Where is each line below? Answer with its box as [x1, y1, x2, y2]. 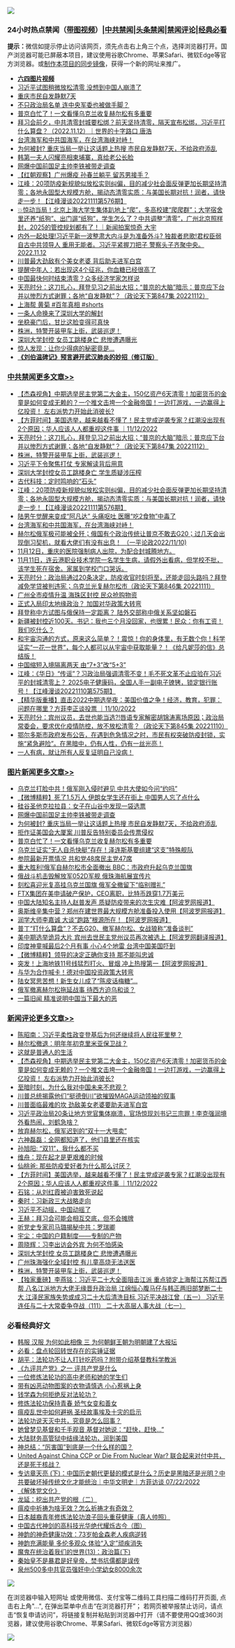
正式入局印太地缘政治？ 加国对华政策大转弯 [17, 599, 142, 608]
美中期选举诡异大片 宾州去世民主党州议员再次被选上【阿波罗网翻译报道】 [17, 932, 227, 941]
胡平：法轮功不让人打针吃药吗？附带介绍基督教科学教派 [17, 1356, 176, 1364]
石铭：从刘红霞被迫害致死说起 [17, 1188, 103, 1196]
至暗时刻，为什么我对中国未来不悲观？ [17, 1083, 128, 1091]
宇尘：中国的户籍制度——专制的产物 [17, 1232, 122, 1240]
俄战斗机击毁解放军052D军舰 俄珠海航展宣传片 [17, 872, 151, 880]
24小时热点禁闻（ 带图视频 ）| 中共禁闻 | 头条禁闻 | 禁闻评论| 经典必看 [7, 24, 227, 34]
